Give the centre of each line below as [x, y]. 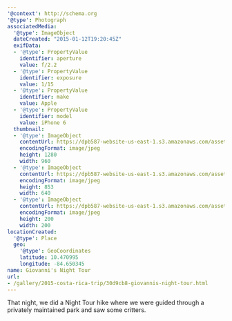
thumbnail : [29, 129]
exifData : [27, 46]
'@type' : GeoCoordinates [55, 251]
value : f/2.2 [38, 65]
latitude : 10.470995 [49, 257]
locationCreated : [32, 232]
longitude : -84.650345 [52, 264]
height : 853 [37, 187]
